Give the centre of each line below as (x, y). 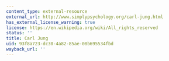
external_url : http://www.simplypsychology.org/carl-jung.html (85, 17)
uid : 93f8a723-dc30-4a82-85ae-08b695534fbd (60, 44)
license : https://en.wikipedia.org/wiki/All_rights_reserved (82, 28)
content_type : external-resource (47, 11)
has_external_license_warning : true (51, 22)
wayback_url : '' (26, 49)
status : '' (19, 33)
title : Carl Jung (27, 38)
